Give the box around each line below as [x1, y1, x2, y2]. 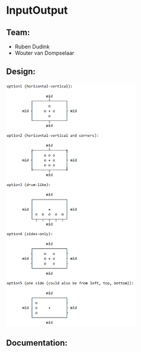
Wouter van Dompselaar [14, 49, 74, 57]
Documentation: [6, 338, 68, 348]
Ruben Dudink [14, 43, 50, 50]
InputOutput [6, 4, 68, 17]
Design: [6, 67, 36, 77]
